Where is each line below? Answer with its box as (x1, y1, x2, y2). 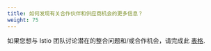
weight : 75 (7, 17, 39, 23)
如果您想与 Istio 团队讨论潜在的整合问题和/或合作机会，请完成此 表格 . (7, 36, 205, 45)
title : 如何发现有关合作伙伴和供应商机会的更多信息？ (7, 10, 143, 17)
